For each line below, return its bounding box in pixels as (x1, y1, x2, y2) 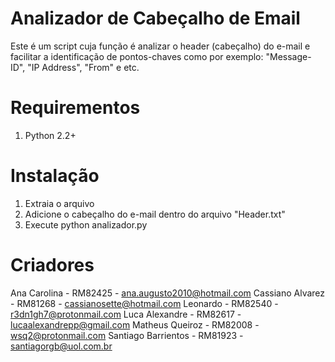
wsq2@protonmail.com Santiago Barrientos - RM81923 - (10, 329, 244, 341)
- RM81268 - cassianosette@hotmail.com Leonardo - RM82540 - (10, 297, 279, 309)
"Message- (265, 50, 312, 62)
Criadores (10, 254, 95, 276)
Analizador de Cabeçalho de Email (10, 7, 301, 30)
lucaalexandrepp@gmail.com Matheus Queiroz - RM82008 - (10, 318, 260, 331)
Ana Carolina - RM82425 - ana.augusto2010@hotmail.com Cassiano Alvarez (10, 287, 326, 299)
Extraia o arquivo (24, 197, 95, 209)
